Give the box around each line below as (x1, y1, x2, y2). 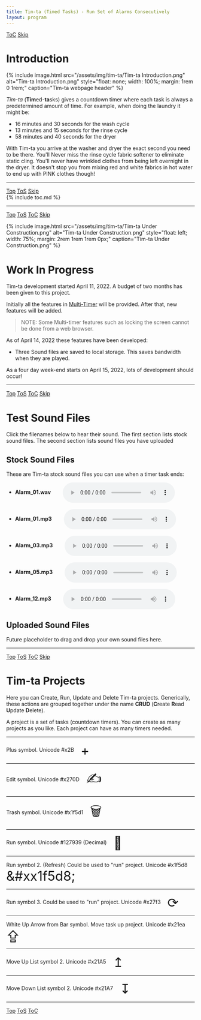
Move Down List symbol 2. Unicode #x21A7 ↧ (6, 980, 131, 997)
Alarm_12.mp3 (14, 595, 52, 602)
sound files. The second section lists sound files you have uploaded (6, 437, 173, 445)
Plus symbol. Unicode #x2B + (6, 742, 90, 758)
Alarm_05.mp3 (14, 568, 53, 575)
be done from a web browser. (20, 325, 94, 332)
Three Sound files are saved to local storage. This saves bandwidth (14, 349, 181, 356)
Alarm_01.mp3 (14, 515, 52, 522)
